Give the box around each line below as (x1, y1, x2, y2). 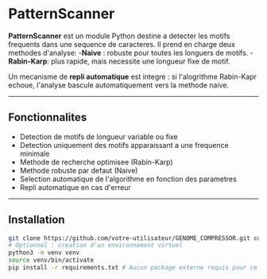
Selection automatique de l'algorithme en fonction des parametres (19, 174, 237, 184)
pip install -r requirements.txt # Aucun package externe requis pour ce (8, 264, 258, 272)
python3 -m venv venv (8, 249, 80, 257)
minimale (19, 149, 50, 158)
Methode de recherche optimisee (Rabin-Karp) (19, 157, 173, 167)
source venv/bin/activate (8, 256, 94, 265)
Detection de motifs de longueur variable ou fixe (19, 132, 179, 141)
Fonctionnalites (8, 110, 87, 124)
